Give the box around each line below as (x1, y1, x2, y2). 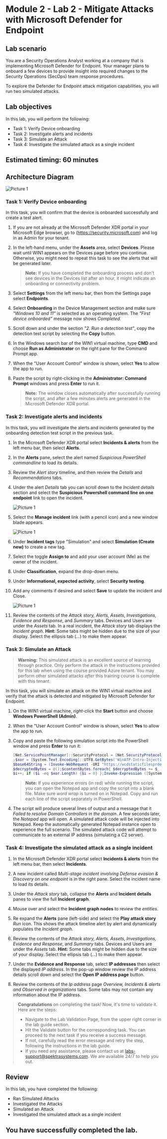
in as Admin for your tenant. (12, 235, 70, 241)
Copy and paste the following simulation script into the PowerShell (12, 737, 149, 743)
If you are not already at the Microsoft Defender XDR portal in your (12, 225, 149, 231)
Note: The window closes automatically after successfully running (25, 390, 161, 396)
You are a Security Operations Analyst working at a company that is (5, 58, 144, 63)
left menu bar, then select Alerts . (12, 445, 81, 451)
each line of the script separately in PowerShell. (25, 796, 123, 802)
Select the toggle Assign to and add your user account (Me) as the (12, 553, 150, 560)
